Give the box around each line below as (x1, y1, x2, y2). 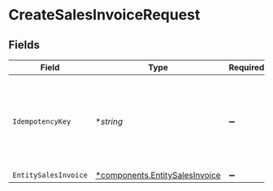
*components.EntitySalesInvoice (95, 170, 221, 180)
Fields (8, 38, 41, 52)
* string (95, 116, 123, 127)
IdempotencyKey (12, 117, 71, 126)
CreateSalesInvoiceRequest (8, 6, 201, 24)
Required (228, 62, 265, 73)
